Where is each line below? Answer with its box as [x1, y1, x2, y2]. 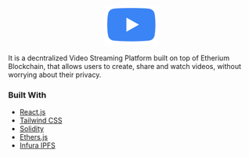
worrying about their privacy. [8, 70, 102, 79]
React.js [19, 108, 46, 117]
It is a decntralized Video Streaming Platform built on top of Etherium [8, 53, 229, 63]
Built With [8, 89, 47, 100]
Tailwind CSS [19, 115, 63, 126]
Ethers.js [19, 133, 49, 142]
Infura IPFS [19, 141, 56, 150]
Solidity [19, 124, 45, 133]
